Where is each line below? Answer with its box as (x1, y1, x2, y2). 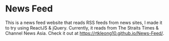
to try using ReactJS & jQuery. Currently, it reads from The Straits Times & (5, 24, 159, 30)
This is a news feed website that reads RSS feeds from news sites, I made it (5, 19, 162, 25)
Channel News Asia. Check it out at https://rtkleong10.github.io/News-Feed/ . (5, 30, 164, 36)
